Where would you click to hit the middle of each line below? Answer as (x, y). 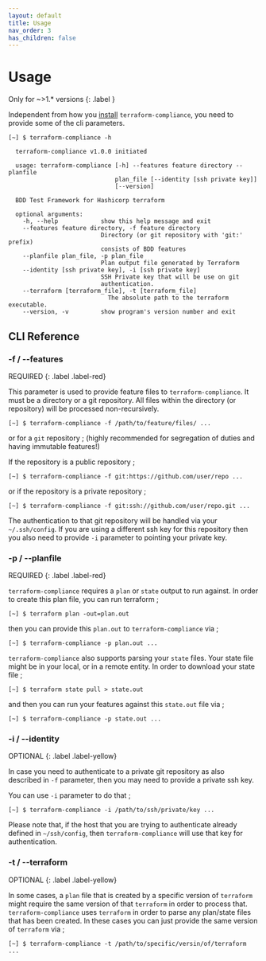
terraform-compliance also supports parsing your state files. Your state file (131, 658)
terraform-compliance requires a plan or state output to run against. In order (133, 591)
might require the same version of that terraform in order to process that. (128, 904)
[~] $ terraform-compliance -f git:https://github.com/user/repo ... (126, 476)
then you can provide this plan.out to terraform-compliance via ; (114, 629)
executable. (28, 305)
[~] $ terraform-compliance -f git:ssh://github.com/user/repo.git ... (129, 506)
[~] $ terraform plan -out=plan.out (69, 614)
